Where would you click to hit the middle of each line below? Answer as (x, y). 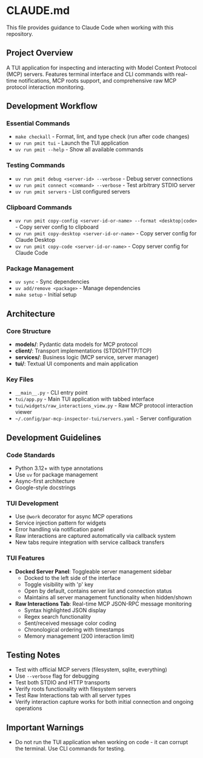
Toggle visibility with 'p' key (59, 584)
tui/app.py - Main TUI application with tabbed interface (85, 399)
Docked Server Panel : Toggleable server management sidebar (93, 571)
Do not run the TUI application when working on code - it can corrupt (101, 742)
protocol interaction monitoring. (46, 87)
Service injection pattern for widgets (61, 523)
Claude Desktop (35, 240)
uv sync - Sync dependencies (52, 282)
